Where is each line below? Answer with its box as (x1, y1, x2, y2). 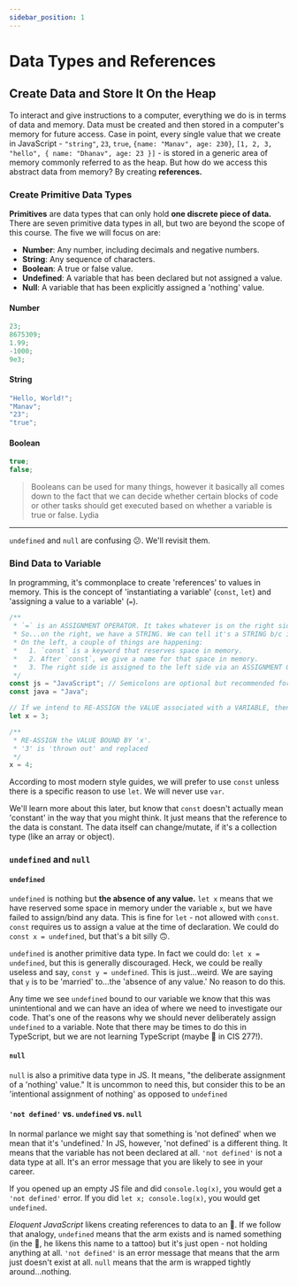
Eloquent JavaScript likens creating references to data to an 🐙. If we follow (9, 1219, 281, 1229)
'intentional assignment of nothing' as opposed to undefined (9, 1088, 228, 1099)
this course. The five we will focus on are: (9, 227, 162, 237)
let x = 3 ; (9, 712, 49, 721)
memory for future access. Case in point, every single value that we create (9, 128, 281, 139)
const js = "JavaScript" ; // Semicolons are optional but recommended (9, 679, 275, 688)
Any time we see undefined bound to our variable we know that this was (9, 994, 271, 1004)
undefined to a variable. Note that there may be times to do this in (9, 1022, 247, 1033)
